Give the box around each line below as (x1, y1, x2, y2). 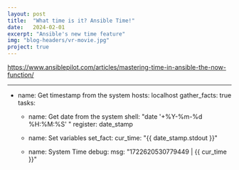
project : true (7, 43, 50, 51)
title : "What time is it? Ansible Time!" (7, 17, 135, 24)
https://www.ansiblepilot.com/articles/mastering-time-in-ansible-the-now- (7, 63, 226, 71)
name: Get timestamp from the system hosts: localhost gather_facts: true (17, 91, 232, 100)
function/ (7, 70, 34, 79)
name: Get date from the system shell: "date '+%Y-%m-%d (28, 112, 203, 121)
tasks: (17, 99, 36, 107)
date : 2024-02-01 (7, 23, 65, 31)
